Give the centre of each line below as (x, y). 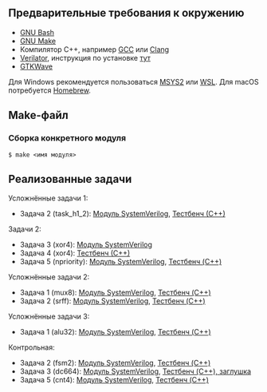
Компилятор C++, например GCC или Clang (94, 49)
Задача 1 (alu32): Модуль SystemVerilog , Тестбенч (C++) (115, 332)
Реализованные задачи (70, 179)
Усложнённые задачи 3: (49, 317)
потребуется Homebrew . (50, 90)
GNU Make (38, 41)
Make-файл (39, 115)
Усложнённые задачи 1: (48, 198)
